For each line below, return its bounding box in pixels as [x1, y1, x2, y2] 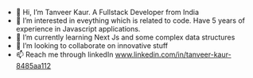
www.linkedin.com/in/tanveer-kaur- [115, 50, 232, 59]
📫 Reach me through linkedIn [15, 50, 114, 59]
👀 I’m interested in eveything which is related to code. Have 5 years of [15, 16, 245, 25]
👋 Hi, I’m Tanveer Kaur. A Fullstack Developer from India [15, 8, 200, 17]
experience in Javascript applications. [15, 24, 141, 33]
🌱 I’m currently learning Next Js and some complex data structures [15, 32, 235, 42]
